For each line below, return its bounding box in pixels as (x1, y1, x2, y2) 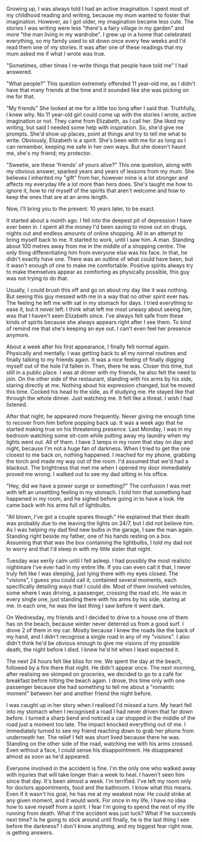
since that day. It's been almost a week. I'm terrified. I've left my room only (6, 777, 192, 785)
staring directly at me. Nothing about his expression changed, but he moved (6, 382, 195, 389)
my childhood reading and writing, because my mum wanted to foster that (6, 11, 190, 19)
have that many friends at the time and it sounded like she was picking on (6, 86, 189, 93)
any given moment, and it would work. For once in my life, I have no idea (6, 797, 186, 804)
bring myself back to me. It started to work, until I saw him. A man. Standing (6, 236, 195, 243)
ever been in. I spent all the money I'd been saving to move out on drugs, (6, 223, 188, 230)
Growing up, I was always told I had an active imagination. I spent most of (6, 5, 189, 12)
